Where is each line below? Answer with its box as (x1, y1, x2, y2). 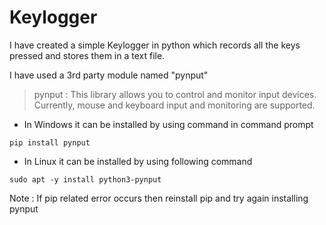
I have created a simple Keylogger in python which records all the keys (9, 39, 301, 51)
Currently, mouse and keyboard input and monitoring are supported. (33, 99, 316, 111)
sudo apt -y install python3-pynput (9, 174, 162, 185)
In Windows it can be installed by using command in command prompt (23, 118, 314, 130)
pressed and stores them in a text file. (9, 49, 166, 61)
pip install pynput (9, 137, 91, 148)
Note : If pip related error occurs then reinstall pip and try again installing (9, 192, 309, 204)
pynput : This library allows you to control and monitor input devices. (33, 88, 317, 100)
